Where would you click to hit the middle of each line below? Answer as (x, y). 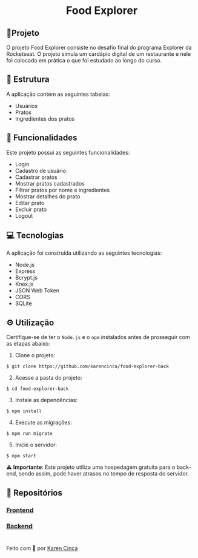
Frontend (20, 510)
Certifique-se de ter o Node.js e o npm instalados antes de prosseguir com (98, 337)
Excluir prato (31, 209)
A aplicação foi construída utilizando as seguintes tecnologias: (84, 253)
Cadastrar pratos (36, 177)
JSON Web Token (37, 291)
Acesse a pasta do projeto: (49, 378)
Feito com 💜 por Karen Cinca (42, 548)
